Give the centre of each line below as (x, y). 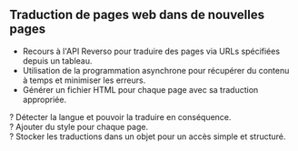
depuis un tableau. (57, 60)
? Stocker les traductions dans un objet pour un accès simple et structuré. (148, 136)
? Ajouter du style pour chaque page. (79, 126)
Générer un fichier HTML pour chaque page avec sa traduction (140, 89)
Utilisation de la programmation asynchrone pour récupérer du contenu (156, 70)
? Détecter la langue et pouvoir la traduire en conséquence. (120, 116)
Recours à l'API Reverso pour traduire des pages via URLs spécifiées (151, 51)
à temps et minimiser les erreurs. (84, 80)
